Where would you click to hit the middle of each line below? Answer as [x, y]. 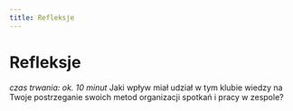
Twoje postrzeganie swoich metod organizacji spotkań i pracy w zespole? [146, 97]
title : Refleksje [42, 18]
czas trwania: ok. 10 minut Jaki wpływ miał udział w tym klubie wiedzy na [146, 88]
